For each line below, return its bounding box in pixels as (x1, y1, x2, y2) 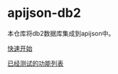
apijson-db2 (7, 5, 82, 21)
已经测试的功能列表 (7, 58, 64, 68)
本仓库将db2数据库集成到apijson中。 (7, 29, 115, 37)
